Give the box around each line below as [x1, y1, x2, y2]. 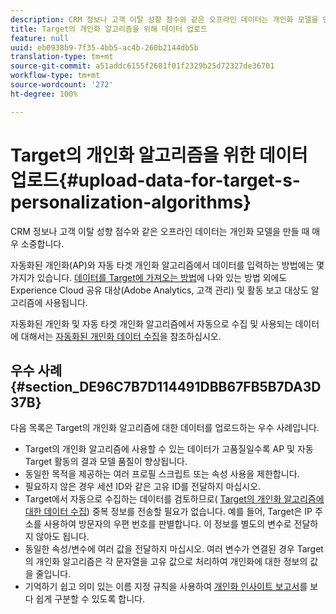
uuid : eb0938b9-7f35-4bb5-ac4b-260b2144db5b [10, 42, 199, 53]
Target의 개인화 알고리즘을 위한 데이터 [10, 144, 308, 166]
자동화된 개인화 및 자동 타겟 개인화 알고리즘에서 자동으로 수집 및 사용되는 [10, 317, 293, 330]
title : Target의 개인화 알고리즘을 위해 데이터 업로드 [10, 24, 208, 34]
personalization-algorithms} [10, 191, 252, 213]
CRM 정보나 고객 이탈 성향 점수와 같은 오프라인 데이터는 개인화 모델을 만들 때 [10, 225, 310, 237]
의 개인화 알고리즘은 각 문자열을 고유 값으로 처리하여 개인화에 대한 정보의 [24, 556, 308, 568]
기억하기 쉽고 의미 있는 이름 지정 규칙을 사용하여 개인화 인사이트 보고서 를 [24, 581, 308, 593]
